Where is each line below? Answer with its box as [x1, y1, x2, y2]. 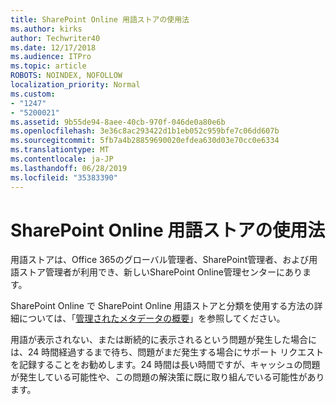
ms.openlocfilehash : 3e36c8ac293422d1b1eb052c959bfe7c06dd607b [10, 126, 280, 136]
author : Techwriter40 [10, 33, 101, 43]
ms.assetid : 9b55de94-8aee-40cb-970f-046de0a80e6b [10, 117, 226, 127]
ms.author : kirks [10, 24, 83, 34]
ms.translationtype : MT [10, 145, 110, 155]
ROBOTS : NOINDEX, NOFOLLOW [10, 71, 123, 81]
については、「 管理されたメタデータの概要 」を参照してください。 [18, 312, 286, 325]
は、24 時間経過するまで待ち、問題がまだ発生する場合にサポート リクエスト [10, 346, 325, 358]
